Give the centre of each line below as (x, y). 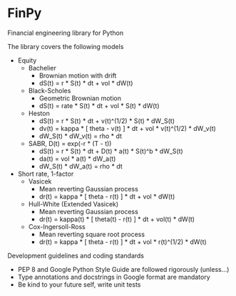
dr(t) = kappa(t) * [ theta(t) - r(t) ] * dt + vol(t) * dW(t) (117, 219)
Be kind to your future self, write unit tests (79, 284)
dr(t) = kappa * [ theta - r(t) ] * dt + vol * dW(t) (107, 196)
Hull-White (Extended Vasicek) (73, 203)
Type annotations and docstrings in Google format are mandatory (114, 277)
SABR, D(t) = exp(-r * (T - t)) (70, 143)
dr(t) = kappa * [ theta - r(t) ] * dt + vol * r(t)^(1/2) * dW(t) (123, 242)
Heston (39, 113)
